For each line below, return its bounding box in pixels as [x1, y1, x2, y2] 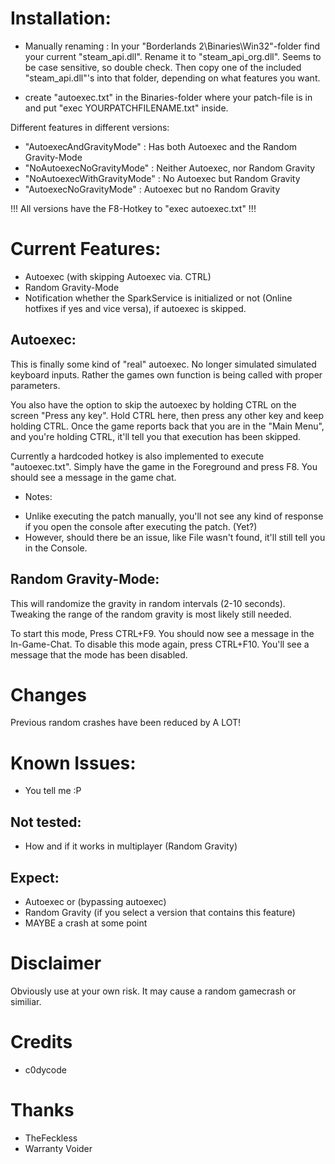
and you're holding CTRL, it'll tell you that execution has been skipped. [10, 430, 302, 442]
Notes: [24, 490, 53, 502]
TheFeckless [24, 1132, 78, 1144]
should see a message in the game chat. [10, 471, 177, 483]
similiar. [10, 995, 42, 1007]
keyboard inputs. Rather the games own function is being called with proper [10, 368, 323, 381]
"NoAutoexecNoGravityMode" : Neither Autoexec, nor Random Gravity [24, 162, 316, 174]
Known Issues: [10, 752, 137, 774]
